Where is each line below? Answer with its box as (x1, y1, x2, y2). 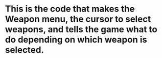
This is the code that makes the (5, 3, 135, 14)
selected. (5, 44, 44, 56)
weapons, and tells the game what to (5, 24, 158, 35)
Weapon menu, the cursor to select (5, 14, 151, 25)
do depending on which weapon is (5, 34, 147, 45)
